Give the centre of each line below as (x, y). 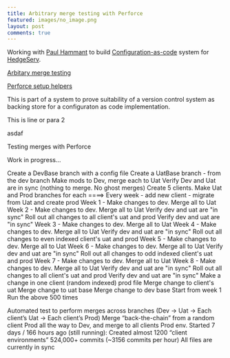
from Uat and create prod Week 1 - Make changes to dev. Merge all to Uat (112, 203)
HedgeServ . (24, 60)
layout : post (26, 26)
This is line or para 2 (36, 120)
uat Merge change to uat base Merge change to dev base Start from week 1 (114, 290)
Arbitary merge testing (39, 73)
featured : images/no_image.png (52, 20)
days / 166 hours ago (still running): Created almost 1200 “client (97, 333)
